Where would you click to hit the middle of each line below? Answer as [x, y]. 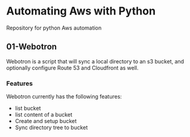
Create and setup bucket [46, 121]
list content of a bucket [43, 115]
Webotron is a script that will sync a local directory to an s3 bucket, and [95, 61]
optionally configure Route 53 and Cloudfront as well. [72, 68]
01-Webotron [32, 47]
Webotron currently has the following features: [64, 97]
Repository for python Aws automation [54, 28]
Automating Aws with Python [81, 11]
